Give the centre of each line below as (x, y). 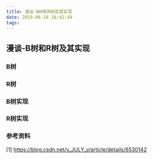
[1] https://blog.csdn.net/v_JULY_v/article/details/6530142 (76, 150)
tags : (13, 23)
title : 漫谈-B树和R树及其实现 (39, 12)
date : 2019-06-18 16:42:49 (39, 17)
